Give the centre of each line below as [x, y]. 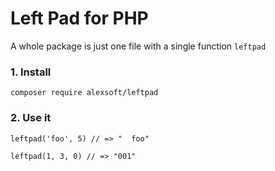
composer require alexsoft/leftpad [84, 93]
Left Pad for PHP [79, 18]
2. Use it [31, 118]
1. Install [31, 72]
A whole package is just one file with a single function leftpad [138, 46]
